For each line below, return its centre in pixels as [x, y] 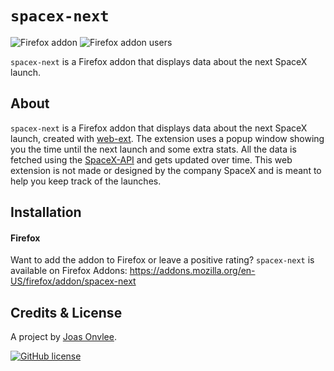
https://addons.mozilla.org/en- [192, 271]
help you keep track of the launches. [86, 181]
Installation [46, 212]
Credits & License [66, 312]
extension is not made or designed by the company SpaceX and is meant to [166, 170]
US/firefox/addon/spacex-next [73, 281]
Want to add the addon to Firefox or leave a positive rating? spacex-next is [162, 260]
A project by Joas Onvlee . [63, 337]
